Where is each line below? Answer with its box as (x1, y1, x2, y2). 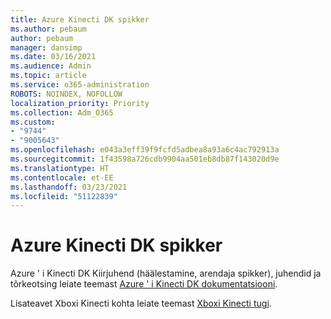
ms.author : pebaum (10, 24, 87, 34)
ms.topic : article (10, 71, 87, 81)
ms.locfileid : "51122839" (10, 191, 118, 201)
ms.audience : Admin (10, 61, 92, 71)
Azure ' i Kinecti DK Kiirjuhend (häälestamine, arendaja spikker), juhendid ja (10, 267, 322, 280)
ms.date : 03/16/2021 (10, 52, 97, 62)
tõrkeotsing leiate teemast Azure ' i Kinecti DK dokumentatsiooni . (10, 278, 278, 290)
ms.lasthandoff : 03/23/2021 (10, 182, 128, 192)
